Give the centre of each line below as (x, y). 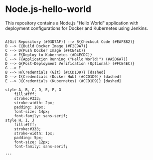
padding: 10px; (30, 107)
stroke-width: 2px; (34, 103)
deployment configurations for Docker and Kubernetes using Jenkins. (77, 28)
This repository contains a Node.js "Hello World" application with (72, 23)
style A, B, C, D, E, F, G (33, 90)
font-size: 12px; (32, 142)
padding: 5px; (29, 138)
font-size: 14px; (32, 111)
